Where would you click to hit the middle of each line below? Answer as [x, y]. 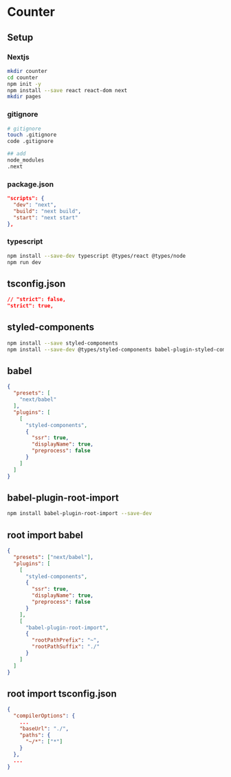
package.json [30, 184]
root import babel [45, 535]
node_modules [26, 160]
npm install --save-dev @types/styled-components [80, 349]
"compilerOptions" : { [44, 716]
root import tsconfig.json [62, 693]
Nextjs [18, 57]
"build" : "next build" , [47, 211]
